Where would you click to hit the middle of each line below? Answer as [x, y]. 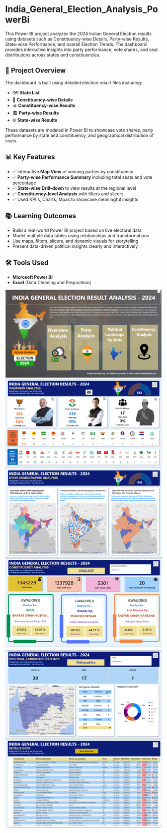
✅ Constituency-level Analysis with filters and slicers [68, 194]
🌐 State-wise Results [35, 120]
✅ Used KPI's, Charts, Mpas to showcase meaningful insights [75, 199]
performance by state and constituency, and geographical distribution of [80, 135]
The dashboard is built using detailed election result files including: [74, 82]
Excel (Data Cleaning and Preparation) [52, 283]
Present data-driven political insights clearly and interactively [75, 246]
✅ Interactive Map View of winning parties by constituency [73, 171]
